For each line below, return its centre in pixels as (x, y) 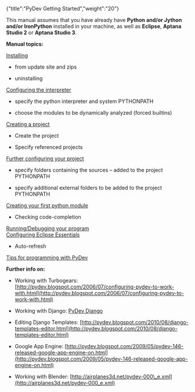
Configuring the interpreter (39, 90)
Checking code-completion (48, 217)
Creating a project (28, 124)
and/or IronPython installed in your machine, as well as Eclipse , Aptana (94, 26)
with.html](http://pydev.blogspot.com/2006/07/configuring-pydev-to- (99, 293)
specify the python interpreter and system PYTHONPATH (84, 101)
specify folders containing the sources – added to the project (89, 170)
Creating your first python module (47, 205)
